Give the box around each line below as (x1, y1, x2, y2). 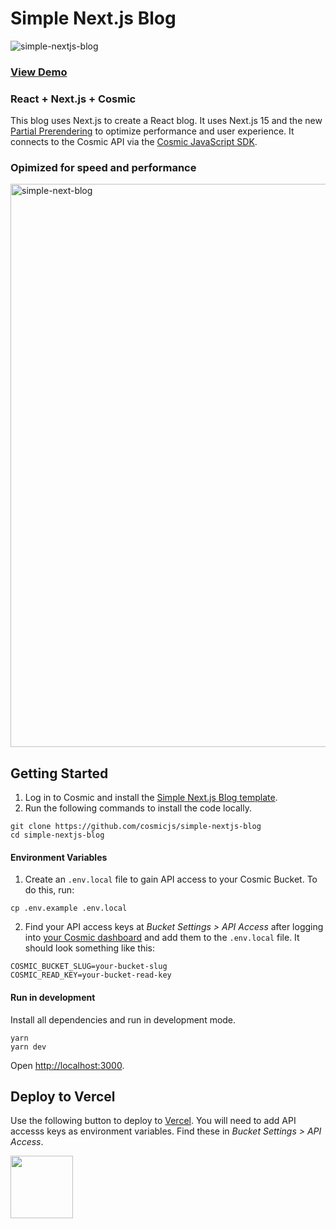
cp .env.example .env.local (10, 903, 128, 914)
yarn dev (10, 1042, 47, 1052)
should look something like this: (24, 942, 156, 954)
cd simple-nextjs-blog (10, 830, 105, 841)
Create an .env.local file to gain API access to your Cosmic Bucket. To (24, 873, 318, 886)
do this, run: (24, 884, 75, 896)
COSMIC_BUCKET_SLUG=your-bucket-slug (10, 962, 168, 972)
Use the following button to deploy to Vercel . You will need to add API (10, 1115, 297, 1127)
